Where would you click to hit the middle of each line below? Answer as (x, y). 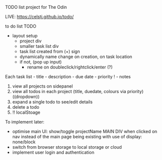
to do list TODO (21, 26)
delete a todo (26, 107)
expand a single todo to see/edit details (52, 102)
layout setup (25, 36)
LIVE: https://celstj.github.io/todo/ (40, 16)
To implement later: (25, 122)
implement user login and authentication (53, 152)
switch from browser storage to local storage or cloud (67, 147)
